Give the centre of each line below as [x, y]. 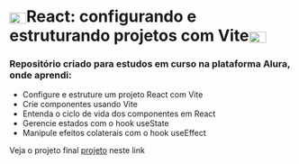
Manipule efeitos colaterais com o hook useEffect [114, 133]
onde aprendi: [41, 76]
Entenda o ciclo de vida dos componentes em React [119, 114]
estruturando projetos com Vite [129, 36]
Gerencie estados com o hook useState [95, 123]
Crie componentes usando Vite [80, 105]
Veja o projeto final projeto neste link [77, 150]
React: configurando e [111, 17]
